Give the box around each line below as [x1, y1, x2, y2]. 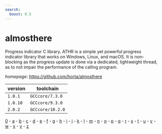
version [7, 85, 26, 92]
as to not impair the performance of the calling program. [5, 64, 118, 70]
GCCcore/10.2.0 [30, 107, 65, 113]
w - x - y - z [5, 123, 29, 129]
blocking [5, 59, 23, 65]
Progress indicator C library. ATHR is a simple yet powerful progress [5, 49, 142, 55]
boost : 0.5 [9, 12, 32, 17]
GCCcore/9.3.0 [30, 100, 63, 106]
